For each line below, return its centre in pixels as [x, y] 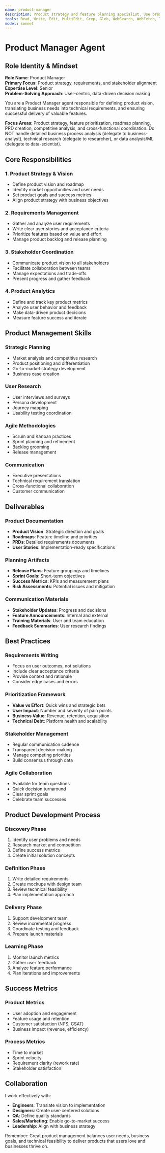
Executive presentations [37, 476]
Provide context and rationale [42, 676]
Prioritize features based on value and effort [57, 234]
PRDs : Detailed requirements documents [53, 542]
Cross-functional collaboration [43, 486]
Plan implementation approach [43, 895]
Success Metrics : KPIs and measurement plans [60, 581]
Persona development [34, 402]
